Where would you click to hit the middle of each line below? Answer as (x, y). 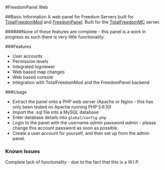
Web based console (33, 77)
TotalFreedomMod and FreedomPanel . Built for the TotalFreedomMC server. (83, 22)
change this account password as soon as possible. (65, 128)
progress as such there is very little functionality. (55, 37)
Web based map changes (39, 72)
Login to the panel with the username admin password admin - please (84, 123)
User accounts (27, 56)
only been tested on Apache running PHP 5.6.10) (62, 107)
